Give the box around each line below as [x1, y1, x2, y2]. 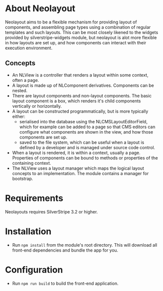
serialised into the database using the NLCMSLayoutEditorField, [19, 118, 148, 124]
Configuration [5, 264, 63, 275]
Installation [5, 226, 52, 237]
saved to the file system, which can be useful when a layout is [19, 139, 144, 145]
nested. [12, 87, 28, 93]
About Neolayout [5, 3, 76, 14]
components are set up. [19, 134, 67, 140]
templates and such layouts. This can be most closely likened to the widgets [5, 29, 159, 35]
